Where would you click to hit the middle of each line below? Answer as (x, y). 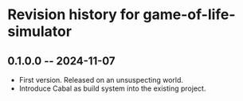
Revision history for (74, 15)
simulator (40, 31)
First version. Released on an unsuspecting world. (101, 80)
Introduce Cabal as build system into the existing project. (112, 88)
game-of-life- (189, 15)
